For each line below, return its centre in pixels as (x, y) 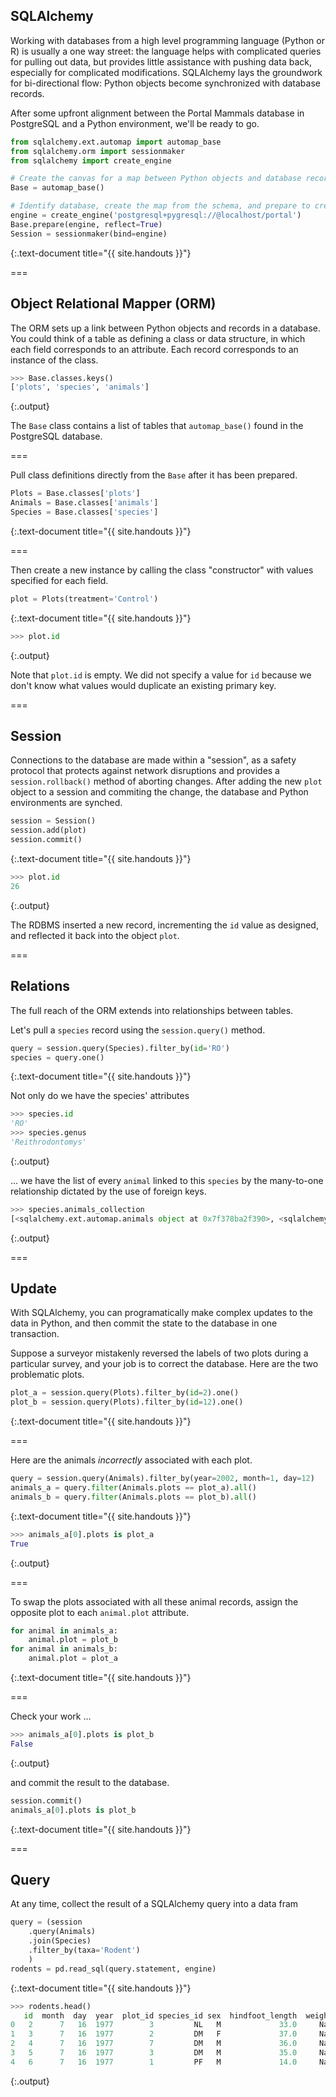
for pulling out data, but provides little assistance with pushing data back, (161, 61)
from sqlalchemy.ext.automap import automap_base (116, 142)
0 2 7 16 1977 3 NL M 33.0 (154, 2025)
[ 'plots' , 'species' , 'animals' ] (80, 387)
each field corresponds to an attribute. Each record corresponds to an (154, 349)
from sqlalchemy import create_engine (91, 160)
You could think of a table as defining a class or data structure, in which (158, 338)
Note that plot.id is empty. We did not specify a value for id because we (161, 675)
